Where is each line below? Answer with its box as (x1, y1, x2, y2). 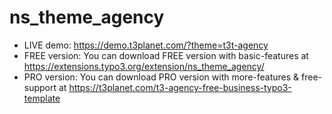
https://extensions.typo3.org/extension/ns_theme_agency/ (23, 60, 265, 72)
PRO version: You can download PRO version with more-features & (23, 71, 300, 83)
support (23, 81, 57, 93)
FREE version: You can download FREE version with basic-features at (23, 49, 309, 61)
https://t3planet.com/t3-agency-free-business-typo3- (68, 81, 292, 93)
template (23, 92, 61, 104)
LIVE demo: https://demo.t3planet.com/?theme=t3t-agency (23, 39, 269, 51)
